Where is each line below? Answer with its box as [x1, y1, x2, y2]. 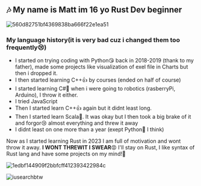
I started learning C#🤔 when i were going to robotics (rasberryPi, [14, 85, 176, 92]
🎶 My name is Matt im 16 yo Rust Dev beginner [6, 5, 182, 15]
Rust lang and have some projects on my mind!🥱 [6, 150, 126, 158]
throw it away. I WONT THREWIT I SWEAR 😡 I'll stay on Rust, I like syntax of [6, 144, 195, 151]
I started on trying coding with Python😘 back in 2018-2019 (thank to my [14, 57, 194, 64]
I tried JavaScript [14, 98, 58, 105]
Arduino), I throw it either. [14, 91, 78, 98]
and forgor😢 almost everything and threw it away [14, 119, 138, 127]
